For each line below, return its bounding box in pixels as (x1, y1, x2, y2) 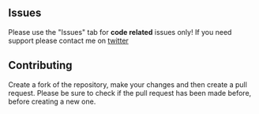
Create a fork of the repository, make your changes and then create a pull (8, 79, 247, 89)
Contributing (8, 59, 73, 72)
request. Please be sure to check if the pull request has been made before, (8, 88, 252, 97)
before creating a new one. (8, 97, 96, 106)
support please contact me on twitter (8, 36, 129, 45)
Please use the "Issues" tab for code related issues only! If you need (8, 27, 232, 36)
